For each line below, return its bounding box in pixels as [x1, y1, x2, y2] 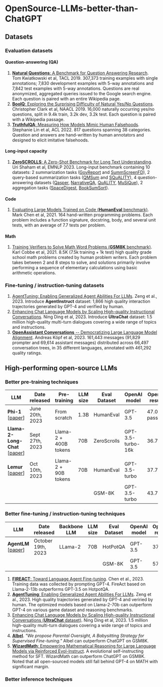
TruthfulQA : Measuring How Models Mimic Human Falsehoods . [12, 121, 140, 127]
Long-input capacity [5, 148, 48, 154]
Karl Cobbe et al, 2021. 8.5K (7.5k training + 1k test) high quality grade [12, 249, 152, 255]
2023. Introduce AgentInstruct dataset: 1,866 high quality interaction [12, 298, 150, 304]
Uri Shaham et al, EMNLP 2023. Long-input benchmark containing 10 [12, 164, 150, 170]
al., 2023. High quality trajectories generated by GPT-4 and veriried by [12, 596, 153, 602]
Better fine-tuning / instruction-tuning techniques [5, 511, 125, 517]
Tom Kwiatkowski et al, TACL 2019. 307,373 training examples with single [12, 75, 158, 81]
